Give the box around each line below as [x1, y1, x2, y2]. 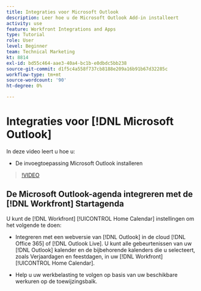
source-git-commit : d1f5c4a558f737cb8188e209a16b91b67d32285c [6, 65, 168, 72]
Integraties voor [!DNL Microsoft [6, 114, 174, 128]
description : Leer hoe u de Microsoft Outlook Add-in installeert [6, 15, 179, 21]
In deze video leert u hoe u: [6, 147, 75, 155]
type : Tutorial [6, 32, 45, 38]
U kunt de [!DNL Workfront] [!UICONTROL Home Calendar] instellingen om [6, 215, 194, 222]
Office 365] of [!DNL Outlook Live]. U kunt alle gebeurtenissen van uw [15, 240, 192, 247]
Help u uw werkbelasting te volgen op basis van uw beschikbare [15, 271, 178, 278]
